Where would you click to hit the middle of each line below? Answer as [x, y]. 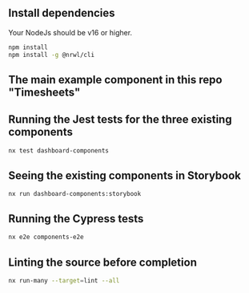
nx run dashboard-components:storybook [75, 194]
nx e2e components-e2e [46, 237]
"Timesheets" [44, 92]
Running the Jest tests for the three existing [120, 120]
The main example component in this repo [115, 79]
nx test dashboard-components [59, 151]
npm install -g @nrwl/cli [51, 55]
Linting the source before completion [103, 262]
